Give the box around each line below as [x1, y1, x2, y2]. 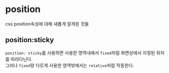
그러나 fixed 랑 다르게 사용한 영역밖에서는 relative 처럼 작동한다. [5, 62, 134, 68]
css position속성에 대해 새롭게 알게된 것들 [5, 21, 89, 27]
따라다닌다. [10, 56, 33, 62]
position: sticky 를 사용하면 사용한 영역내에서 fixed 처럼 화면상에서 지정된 [5, 49, 155, 56]
